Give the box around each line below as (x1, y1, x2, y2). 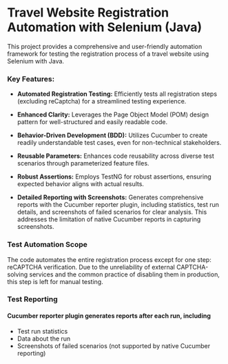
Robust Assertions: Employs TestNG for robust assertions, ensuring (17, 172, 211, 181)
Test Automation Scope (7, 240, 88, 250)
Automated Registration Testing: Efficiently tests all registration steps (17, 90, 218, 98)
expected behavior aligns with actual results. (17, 180, 145, 188)
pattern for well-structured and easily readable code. (17, 118, 167, 126)
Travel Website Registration (7, 5, 169, 21)
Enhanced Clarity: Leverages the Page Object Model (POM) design (17, 110, 209, 119)
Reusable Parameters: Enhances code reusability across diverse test (17, 152, 215, 160)
